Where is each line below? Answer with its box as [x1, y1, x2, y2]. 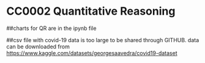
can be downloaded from [6, 43, 70, 50]
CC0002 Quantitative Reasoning [6, 4, 176, 18]
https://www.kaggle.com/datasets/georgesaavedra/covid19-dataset [6, 49, 177, 56]
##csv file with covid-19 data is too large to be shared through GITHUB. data [6, 36, 199, 43]
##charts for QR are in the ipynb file [6, 24, 97, 32]
